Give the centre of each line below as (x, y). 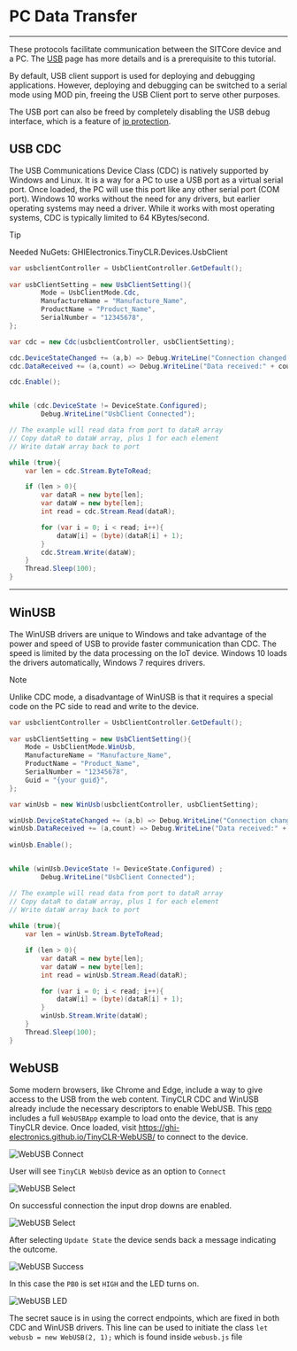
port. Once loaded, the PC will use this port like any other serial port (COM (145, 189)
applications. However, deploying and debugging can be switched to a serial (148, 85)
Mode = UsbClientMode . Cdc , (91, 293)
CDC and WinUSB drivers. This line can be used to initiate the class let (138, 1327)
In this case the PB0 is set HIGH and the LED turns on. (104, 1284)
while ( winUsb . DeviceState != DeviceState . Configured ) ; (116, 869)
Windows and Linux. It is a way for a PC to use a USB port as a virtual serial (146, 180)
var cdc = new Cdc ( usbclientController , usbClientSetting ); (122, 342)
